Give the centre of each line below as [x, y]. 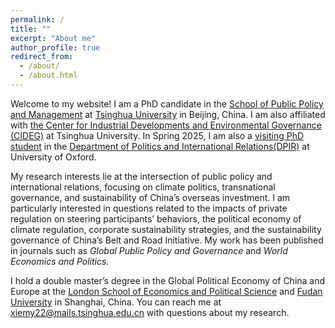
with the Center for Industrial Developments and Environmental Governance [166, 125]
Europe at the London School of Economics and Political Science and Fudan [166, 291]
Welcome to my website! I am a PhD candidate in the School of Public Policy [167, 103]
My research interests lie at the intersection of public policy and [141, 176]
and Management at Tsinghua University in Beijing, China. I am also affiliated [168, 114]
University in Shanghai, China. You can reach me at [116, 302]
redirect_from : [42, 57]
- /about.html [48, 76]
